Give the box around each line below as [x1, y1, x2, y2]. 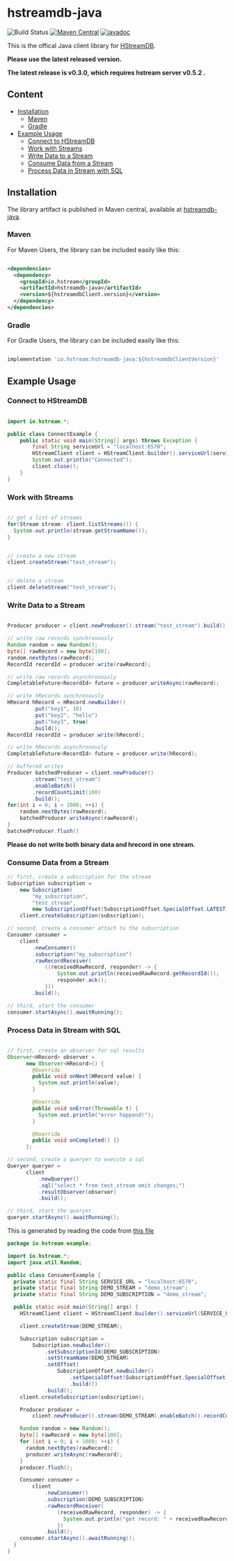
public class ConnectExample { [7, 430, 98, 437]
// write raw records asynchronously [7, 674, 117, 681]
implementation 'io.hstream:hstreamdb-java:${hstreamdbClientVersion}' [7, 356, 219, 363]
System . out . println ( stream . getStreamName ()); [13, 527, 148, 534]
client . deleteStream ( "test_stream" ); [7, 584, 117, 591]
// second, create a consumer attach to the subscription [7, 925, 179, 932]
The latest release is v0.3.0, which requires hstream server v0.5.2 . [7, 68, 205, 77]
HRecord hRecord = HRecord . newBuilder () [7, 699, 127, 706]
